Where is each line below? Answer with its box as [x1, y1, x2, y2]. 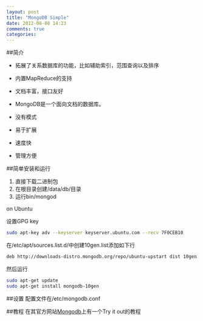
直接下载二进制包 [15, 178, 58, 185]
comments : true [6, 25, 45, 32]
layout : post [6, 8, 40, 15]
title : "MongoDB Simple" [6, 15, 69, 21]
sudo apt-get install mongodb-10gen [6, 283, 99, 289]
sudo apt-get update [6, 277, 59, 283]
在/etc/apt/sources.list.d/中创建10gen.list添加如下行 [6, 242, 136, 249]
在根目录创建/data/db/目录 [15, 186, 82, 193]
